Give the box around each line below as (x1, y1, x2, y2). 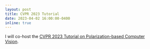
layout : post (5, 7, 31, 12)
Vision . (5, 39, 19, 45)
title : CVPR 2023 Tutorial (5, 12, 60, 16)
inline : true (5, 20, 31, 25)
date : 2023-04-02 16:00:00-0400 (5, 16, 70, 21)
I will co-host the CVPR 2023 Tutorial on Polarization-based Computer (5, 34, 145, 39)
